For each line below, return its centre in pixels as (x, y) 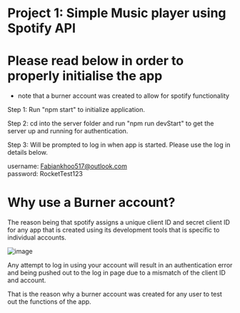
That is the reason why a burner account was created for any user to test (115, 294)
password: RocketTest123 (45, 174)
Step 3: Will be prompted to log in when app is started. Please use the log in (119, 145)
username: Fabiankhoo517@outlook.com (67, 166)
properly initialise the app (85, 76)
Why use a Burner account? (91, 203)
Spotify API (42, 28)
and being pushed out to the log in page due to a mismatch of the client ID (117, 273)
